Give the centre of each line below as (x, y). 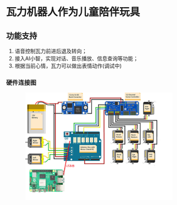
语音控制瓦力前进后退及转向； (51, 51)
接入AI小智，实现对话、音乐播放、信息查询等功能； (76, 58)
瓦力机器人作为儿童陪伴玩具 (73, 12)
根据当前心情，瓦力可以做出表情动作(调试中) (68, 66)
